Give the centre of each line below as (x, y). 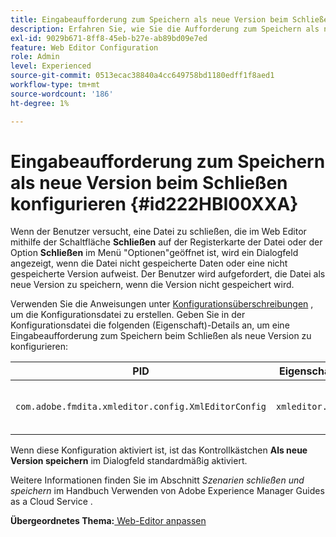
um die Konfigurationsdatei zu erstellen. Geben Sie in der (128, 315)
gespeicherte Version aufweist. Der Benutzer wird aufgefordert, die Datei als (168, 274)
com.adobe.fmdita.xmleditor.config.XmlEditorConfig (141, 407)
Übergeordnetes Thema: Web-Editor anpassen (108, 521)
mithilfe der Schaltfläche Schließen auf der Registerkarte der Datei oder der (166, 242)
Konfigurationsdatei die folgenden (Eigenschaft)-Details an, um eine (150, 325)
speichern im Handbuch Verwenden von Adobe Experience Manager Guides (167, 491)
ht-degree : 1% (40, 103)
